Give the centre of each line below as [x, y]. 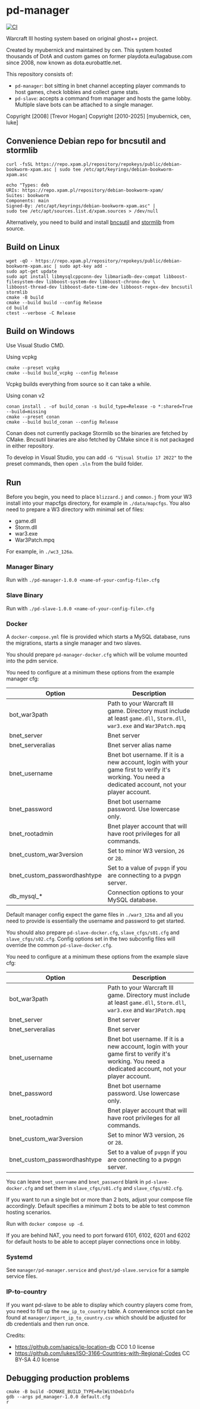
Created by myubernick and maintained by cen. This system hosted [89, 50]
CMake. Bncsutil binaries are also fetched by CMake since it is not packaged [100, 440]
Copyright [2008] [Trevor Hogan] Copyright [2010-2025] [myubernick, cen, [99, 116]
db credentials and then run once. [48, 1324]
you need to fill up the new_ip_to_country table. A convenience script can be [100, 1311]
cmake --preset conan [33, 417]
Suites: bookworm [28, 195]
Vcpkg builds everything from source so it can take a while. [79, 384]
